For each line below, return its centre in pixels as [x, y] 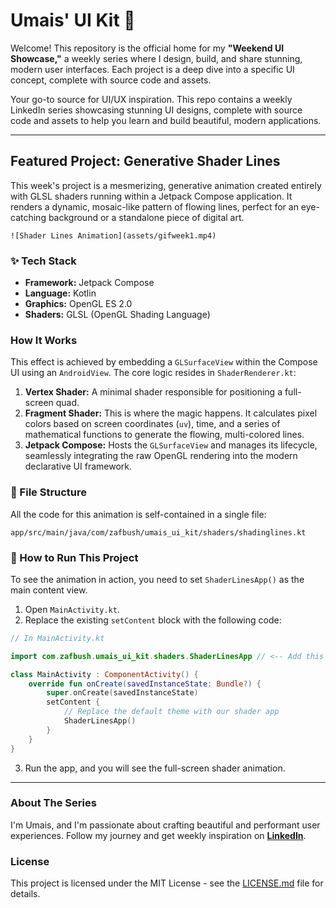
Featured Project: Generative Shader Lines [145, 161]
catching [28, 217]
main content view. [49, 590]
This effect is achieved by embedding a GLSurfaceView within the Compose [164, 362]
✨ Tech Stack [43, 261]
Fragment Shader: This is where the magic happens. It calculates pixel [171, 413]
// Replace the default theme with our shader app [171, 712]
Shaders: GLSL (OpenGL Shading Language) [117, 315]
